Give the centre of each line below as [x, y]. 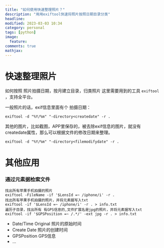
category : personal [25, 28]
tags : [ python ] [21, 32]
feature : [18, 42]
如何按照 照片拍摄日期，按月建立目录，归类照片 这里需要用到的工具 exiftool [82, 91]
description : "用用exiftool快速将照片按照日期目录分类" [58, 14]
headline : [15, 19]
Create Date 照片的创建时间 [40, 230]
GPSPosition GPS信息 [34, 236]
